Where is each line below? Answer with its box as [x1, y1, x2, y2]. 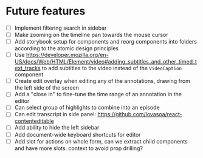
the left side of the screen [14, 84, 80, 91]
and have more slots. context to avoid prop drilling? [14, 144, 143, 152]
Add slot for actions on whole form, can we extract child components [14, 137, 188, 145]
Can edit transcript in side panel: [14, 111, 97, 118]
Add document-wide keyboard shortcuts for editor [14, 131, 141, 138]
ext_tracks [14, 65, 41, 72]
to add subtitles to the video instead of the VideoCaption [41, 65, 182, 72]
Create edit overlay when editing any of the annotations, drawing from [14, 77, 191, 85]
